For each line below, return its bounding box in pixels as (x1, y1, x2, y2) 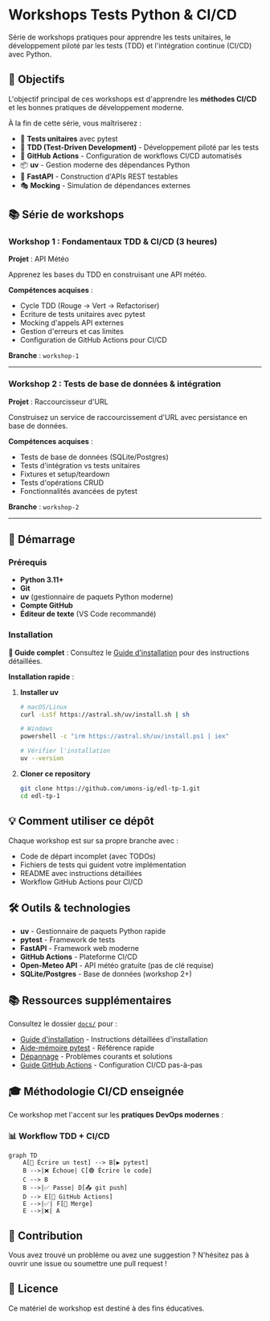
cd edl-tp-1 (19, 792, 60, 800)
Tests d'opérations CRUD (19, 477, 104, 488)
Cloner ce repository (19, 768, 91, 778)
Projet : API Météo (8, 254, 70, 264)
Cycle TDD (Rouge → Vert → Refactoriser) (19, 301, 160, 311)
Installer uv (19, 687, 59, 697)
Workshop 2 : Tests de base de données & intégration (8, 378, 221, 389)
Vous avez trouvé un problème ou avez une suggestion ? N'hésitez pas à (8, 1250, 249, 1260)
